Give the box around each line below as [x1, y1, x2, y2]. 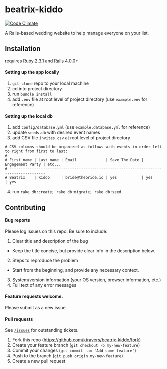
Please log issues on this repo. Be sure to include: [5, 228, 108, 234]
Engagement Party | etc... [5, 162, 61, 167]
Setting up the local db [5, 113, 53, 119]
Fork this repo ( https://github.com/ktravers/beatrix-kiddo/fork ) [12, 337, 141, 343]
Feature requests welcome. [5, 293, 63, 299]
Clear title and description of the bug [12, 238, 88, 244]
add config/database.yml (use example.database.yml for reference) [12, 124, 150, 130]
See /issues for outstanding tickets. [5, 327, 79, 333]
